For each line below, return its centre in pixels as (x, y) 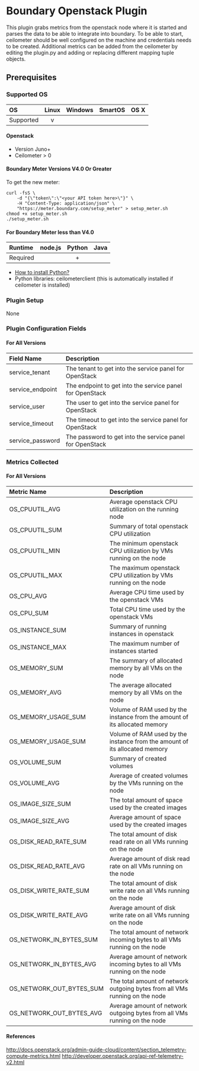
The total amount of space (146, 800)
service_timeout (31, 423)
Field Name (25, 359)
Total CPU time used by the (147, 609)
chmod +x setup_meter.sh (37, 214)
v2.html (15, 1062)
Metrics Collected (33, 462)
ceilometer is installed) (42, 285)
